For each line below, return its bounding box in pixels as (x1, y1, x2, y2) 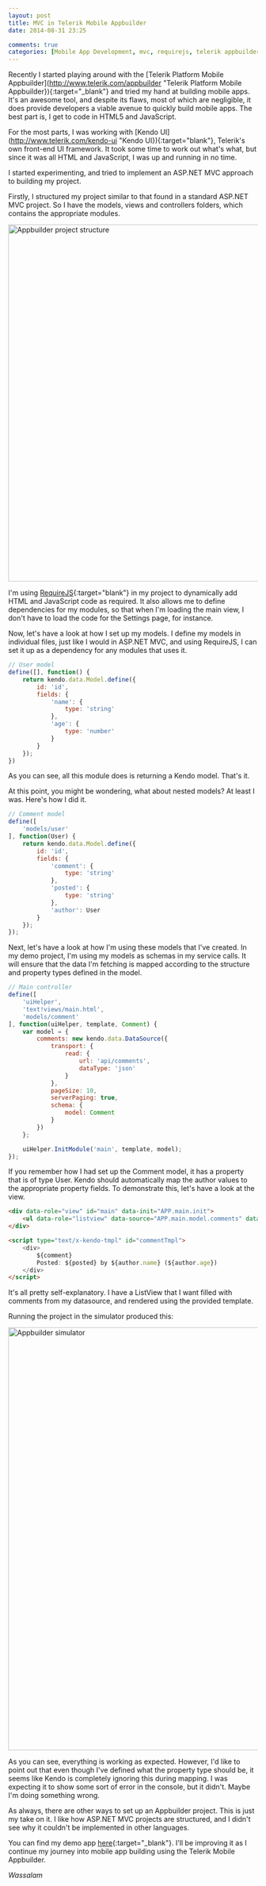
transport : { (50, 1043, 93, 1051)
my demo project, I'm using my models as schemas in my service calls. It (8, 951, 247, 961)
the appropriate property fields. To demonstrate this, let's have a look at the (8, 1184, 255, 1193)
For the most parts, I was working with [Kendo (8, 128, 159, 137)
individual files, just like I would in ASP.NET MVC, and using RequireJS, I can (8, 637, 257, 647)
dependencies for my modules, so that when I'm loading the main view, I (8, 605, 245, 615)
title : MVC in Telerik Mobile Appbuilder (8, 19, 147, 27)
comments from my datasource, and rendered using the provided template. (8, 1296, 253, 1306)
